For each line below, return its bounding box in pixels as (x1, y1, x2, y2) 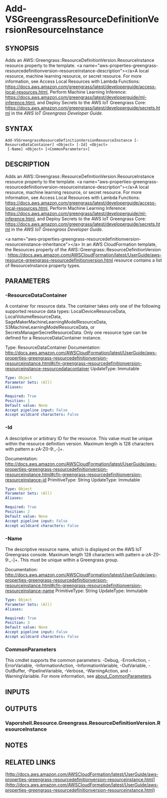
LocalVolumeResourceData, (5, 314, 62, 319)
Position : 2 (5, 509, 30, 514)
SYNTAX (5, 125, 33, 133)
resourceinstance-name (5, 588, 55, 594)
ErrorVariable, (5, 662, 34, 668)
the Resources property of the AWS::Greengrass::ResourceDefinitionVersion (5, 246, 161, 252)
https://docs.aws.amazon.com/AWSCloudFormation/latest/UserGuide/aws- (7, 252, 162, 258)
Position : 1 (5, 398, 30, 403)
